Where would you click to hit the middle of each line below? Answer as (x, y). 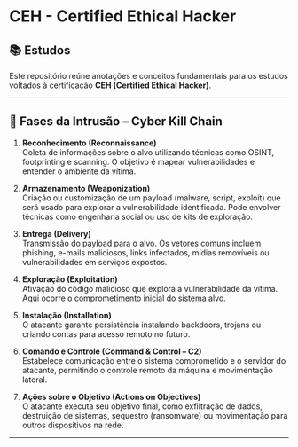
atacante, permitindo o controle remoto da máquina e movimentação (147, 370)
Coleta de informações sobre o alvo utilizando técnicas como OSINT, (148, 152)
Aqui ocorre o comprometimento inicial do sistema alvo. (124, 298)
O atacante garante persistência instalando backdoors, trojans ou (141, 325)
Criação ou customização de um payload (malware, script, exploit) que (151, 198)
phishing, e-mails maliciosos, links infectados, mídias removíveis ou (145, 252)
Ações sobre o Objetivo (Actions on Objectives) (111, 396)
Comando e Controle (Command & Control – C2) (112, 351)
